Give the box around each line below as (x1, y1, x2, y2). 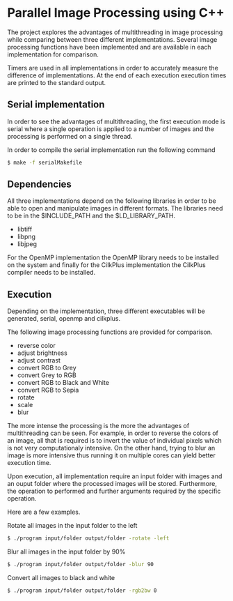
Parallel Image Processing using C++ (7, 5, 225, 21)
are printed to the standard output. (7, 78, 106, 86)
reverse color (17, 342, 56, 350)
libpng (17, 232, 36, 241)
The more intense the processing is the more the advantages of (7, 422, 190, 430)
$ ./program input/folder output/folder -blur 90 (7, 561, 154, 568)
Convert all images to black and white (7, 574, 115, 581)
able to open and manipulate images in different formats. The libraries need (7, 204, 223, 213)
